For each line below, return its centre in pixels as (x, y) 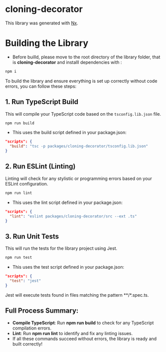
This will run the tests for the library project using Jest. (61, 248)
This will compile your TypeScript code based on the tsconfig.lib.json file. (83, 114)
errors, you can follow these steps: (41, 86)
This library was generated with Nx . (42, 23)
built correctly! (27, 344)
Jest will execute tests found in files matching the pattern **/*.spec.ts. (77, 295)
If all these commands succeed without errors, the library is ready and (84, 339)
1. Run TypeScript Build (42, 102)
